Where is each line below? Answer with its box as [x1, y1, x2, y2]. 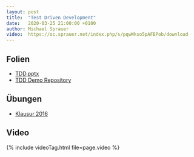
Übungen [6, 94, 42, 104]
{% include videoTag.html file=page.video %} [6, 144, 120, 151]
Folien [6, 54, 30, 64]
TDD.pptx [15, 70, 39, 77]
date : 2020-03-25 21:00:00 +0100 [6, 20, 96, 26]
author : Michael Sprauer [6, 25, 69, 32]
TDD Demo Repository [15, 76, 72, 84]
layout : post [6, 8, 39, 15]
